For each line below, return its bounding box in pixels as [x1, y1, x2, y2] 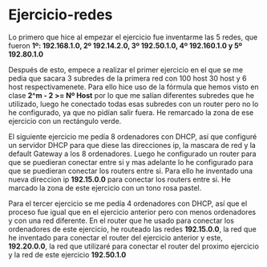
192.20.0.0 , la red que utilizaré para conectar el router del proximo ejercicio [8, 241, 259, 251]
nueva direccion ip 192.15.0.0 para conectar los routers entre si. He [8, 175, 231, 184]
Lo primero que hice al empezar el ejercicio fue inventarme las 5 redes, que [8, 32, 258, 42]
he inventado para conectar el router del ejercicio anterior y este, [8, 232, 223, 242]
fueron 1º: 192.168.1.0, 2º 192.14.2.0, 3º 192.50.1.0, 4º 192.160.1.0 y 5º [8, 40, 243, 50]
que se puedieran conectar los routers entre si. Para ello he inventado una [8, 166, 253, 175]
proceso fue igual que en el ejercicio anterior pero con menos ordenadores [8, 207, 257, 216]
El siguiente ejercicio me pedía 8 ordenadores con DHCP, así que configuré [8, 131, 257, 142]
